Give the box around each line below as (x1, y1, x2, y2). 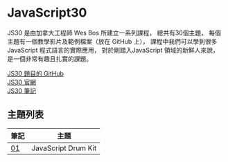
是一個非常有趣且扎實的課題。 (7, 54, 92, 63)
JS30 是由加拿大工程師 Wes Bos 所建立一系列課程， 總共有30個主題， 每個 (7, 28, 222, 37)
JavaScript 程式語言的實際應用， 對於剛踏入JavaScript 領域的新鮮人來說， (7, 46, 220, 54)
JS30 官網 (7, 78, 37, 86)
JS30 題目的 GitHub (7, 69, 64, 78)
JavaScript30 (7, 5, 87, 21)
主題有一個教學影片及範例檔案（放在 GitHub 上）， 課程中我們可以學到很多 (7, 37, 218, 46)
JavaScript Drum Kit (31, 143, 97, 153)
